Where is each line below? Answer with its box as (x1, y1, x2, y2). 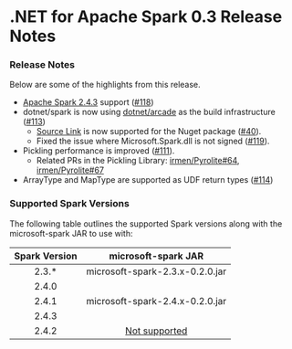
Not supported (124, 324, 188, 337)
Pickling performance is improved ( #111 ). (22, 145, 175, 156)
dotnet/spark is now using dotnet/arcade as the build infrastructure (22, 107, 276, 118)
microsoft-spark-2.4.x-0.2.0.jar (86, 294, 227, 307)
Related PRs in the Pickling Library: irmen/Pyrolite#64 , (36, 155, 240, 166)
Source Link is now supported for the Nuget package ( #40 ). (36, 126, 262, 137)
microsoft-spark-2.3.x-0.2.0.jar (86, 265, 227, 278)
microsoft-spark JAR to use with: (9, 227, 133, 238)
